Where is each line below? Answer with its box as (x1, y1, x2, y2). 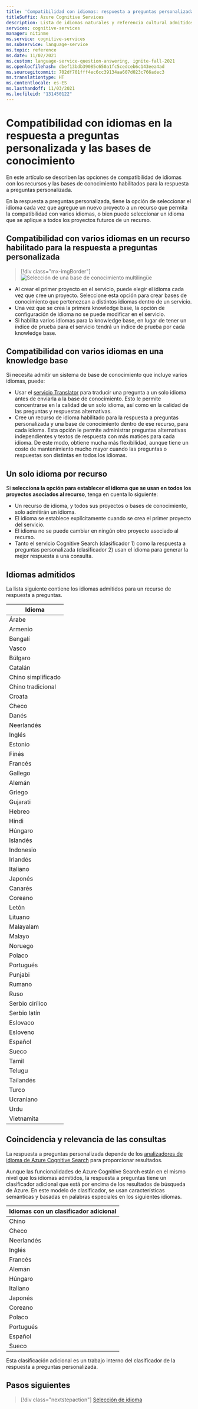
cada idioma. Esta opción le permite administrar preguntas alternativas (14, 426, 187, 434)
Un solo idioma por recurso (6, 469, 108, 479)
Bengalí (9, 634, 30, 642)
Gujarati (9, 798, 31, 806)
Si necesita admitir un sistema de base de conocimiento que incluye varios (6, 371, 187, 379)
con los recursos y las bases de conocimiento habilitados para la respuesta (6, 180, 189, 187)
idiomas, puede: (6, 377, 45, 384)
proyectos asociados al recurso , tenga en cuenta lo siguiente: (6, 491, 158, 498)
